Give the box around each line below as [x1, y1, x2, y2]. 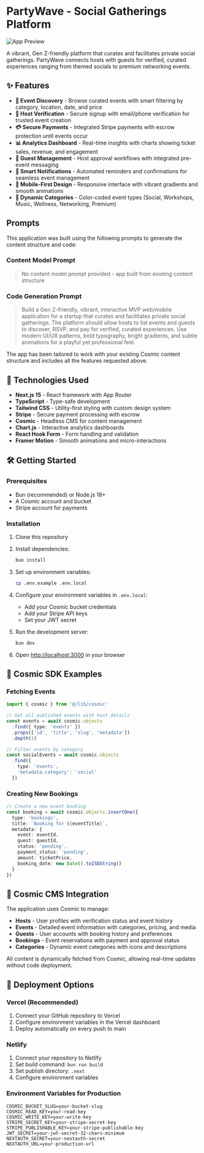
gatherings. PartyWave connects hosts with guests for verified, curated [6, 56, 187, 63]
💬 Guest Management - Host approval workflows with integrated [15, 154, 179, 162]
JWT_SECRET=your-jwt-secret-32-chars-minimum [6, 1130, 124, 1136]
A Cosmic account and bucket [15, 497, 92, 505]
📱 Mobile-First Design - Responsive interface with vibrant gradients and [15, 180, 198, 188]
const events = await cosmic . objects [6, 718, 103, 725]
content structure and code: [6, 241, 77, 248]
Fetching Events [6, 687, 56, 696]
